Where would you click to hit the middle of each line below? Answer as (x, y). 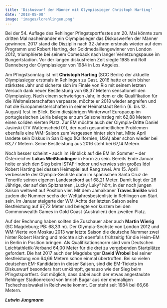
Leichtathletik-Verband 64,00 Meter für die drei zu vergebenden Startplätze (83, 248)
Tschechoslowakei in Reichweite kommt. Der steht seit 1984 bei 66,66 (77, 285)
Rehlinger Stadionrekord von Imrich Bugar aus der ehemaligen (69, 280)
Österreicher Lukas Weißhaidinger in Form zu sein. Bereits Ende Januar (79, 159)
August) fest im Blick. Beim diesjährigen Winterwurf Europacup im (73, 112)
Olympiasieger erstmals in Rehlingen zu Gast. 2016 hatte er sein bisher (78, 80)
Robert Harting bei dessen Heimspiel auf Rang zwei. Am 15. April (72, 169)
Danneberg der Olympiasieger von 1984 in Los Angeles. (63, 65)
